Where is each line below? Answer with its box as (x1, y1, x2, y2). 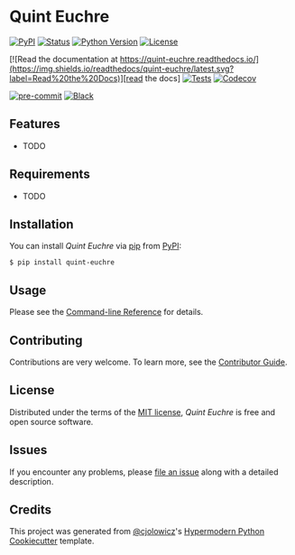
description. (9, 476, 54, 486)
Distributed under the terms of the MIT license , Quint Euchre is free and (9, 406, 276, 417)
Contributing (9, 332, 83, 348)
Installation (9, 217, 74, 232)
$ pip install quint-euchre (9, 258, 115, 267)
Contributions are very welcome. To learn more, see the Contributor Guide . (9, 356, 288, 367)
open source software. (9, 416, 94, 427)
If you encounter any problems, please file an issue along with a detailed (9, 467, 279, 477)
